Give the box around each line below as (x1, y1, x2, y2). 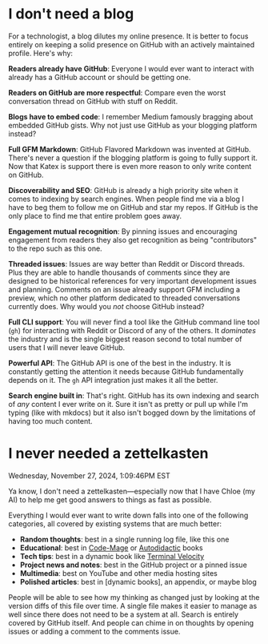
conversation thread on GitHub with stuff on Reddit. (8, 96, 178, 106)
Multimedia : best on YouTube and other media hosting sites (19, 568, 218, 578)
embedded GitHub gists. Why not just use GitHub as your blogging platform (8, 120, 258, 130)
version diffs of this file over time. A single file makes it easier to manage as (8, 601, 258, 610)
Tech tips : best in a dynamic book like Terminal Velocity (19, 551, 205, 561)
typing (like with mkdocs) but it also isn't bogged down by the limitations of (8, 408, 256, 417)
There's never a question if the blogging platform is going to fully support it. (8, 153, 258, 163)
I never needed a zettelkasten (8, 445, 210, 463)
